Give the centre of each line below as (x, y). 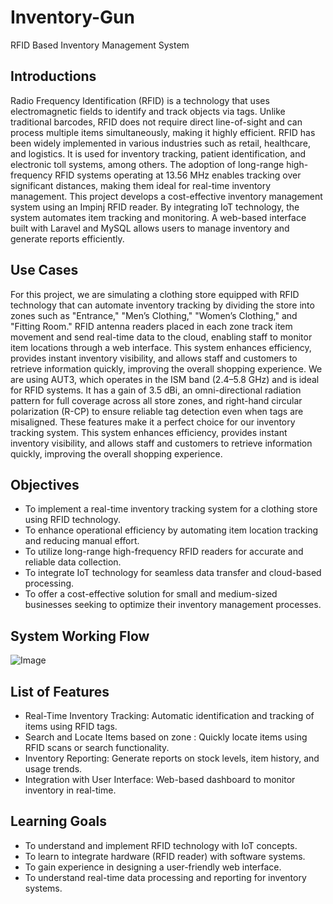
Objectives (45, 484)
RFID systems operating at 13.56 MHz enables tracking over (178, 175)
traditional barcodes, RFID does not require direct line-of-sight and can (156, 122)
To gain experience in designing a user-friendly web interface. (153, 867)
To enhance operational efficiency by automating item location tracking (171, 530)
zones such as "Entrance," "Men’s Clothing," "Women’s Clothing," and (154, 315)
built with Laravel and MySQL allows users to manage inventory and (150, 228)
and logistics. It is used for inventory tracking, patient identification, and (158, 153)
